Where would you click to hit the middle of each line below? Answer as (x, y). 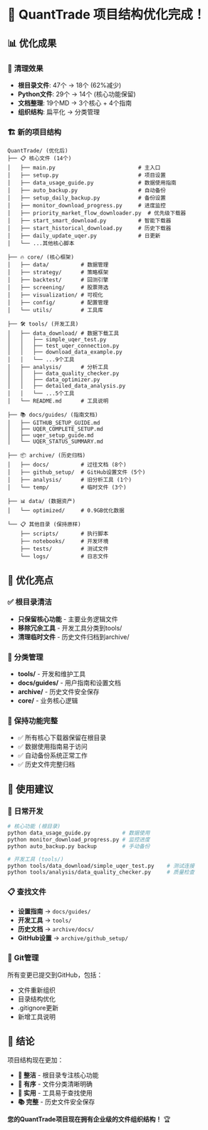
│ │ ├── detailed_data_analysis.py (67, 386)
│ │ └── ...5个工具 (41, 394)
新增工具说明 (36, 1017)
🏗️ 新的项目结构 (35, 132)
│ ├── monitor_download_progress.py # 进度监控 (87, 206)
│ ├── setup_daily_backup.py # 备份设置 (87, 198)
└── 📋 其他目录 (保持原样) (44, 524)
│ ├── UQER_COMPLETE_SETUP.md (55, 429)
